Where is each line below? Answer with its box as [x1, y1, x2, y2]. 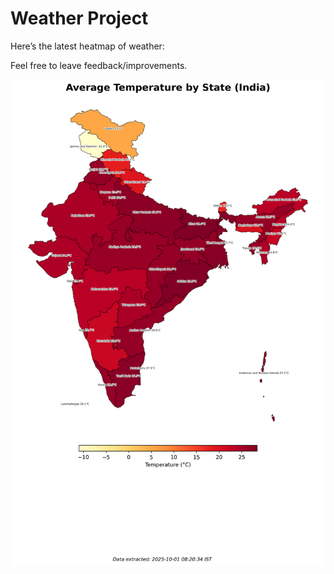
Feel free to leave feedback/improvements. [10, 59, 188, 71]
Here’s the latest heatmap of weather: [10, 40, 165, 52]
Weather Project [10, 7, 149, 30]
